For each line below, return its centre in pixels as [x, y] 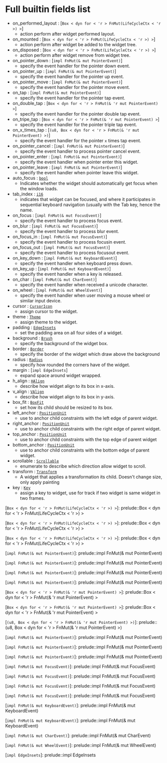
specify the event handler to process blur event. [69, 231]
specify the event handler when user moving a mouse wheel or [85, 295]
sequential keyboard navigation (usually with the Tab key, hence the [90, 204]
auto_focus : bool [30, 178]
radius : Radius [28, 359]
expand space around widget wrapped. [61, 375]
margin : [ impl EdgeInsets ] [40, 370]
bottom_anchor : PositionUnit [43, 445]
